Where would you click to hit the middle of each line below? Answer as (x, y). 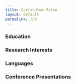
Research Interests (29, 50)
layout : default (22, 14)
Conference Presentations (38, 77)
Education (18, 36)
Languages (19, 63)
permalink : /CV (21, 19)
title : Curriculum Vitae (31, 10)
